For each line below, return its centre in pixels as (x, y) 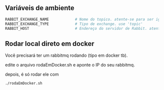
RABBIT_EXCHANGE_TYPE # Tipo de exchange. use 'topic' (74, 24)
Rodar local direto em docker (50, 44)
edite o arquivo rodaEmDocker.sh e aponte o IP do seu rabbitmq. (70, 65)
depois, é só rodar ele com (32, 74)
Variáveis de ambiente (40, 8)
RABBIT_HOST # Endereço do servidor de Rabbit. (76, 28)
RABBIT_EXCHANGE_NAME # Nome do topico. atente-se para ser (79, 19)
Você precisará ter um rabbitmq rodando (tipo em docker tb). (66, 55)
